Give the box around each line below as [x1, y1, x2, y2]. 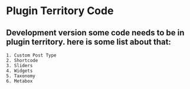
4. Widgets [6, 68, 33, 74]
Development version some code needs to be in [6, 28, 185, 38]
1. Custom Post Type [6, 52, 57, 58]
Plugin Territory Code [6, 4, 114, 18]
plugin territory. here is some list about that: [6, 37, 171, 47]
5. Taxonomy [6, 73, 35, 79]
